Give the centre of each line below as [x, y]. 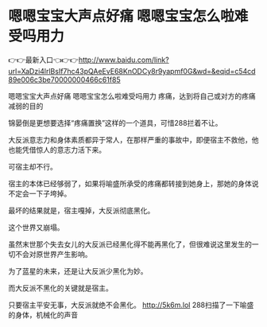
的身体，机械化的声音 [43, 314]
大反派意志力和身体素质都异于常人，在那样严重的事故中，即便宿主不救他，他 [133, 139]
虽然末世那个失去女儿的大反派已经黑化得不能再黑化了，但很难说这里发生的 [130, 244]
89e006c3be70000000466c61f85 [64, 80]
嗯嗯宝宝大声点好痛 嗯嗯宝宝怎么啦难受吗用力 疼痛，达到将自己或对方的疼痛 [132, 95]
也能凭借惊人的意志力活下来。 [57, 150]
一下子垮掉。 [50, 193]
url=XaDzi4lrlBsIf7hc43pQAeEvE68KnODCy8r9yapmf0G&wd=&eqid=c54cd [132, 71]
